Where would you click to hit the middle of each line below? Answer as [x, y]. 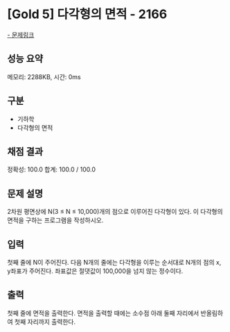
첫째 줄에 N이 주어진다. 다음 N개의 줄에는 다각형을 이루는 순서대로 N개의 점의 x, [114, 262]
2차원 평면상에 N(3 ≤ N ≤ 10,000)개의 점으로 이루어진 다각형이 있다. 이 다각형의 [115, 212]
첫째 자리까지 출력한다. [45, 322]
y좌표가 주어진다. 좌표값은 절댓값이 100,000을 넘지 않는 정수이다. [95, 271]
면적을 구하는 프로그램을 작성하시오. [55, 220]
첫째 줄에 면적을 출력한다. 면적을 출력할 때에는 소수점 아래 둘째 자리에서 [103, 313]
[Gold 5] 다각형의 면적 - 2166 [87, 14]
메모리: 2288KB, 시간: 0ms [44, 76]
